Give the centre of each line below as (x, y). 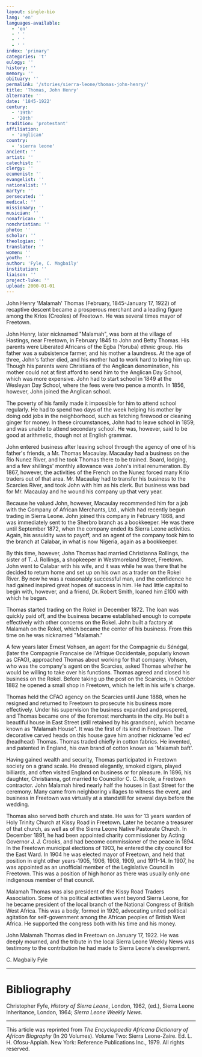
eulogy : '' (20, 62)
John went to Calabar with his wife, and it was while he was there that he (96, 565)
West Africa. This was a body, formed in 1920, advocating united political (97, 911)
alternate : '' (24, 96)
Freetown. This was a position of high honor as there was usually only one (98, 874)
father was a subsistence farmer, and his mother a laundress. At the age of (99, 353)
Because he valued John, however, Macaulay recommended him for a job (97, 503)
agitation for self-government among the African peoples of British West (96, 917)
